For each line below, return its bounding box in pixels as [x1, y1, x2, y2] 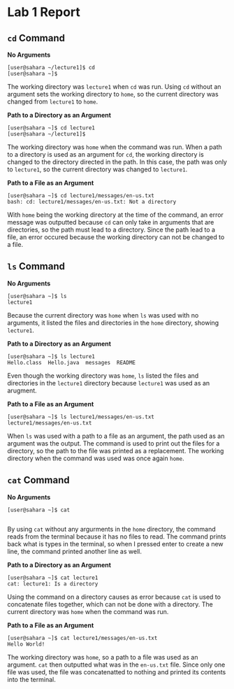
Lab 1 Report [7, 4, 80, 20]
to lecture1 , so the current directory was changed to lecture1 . [7, 165, 188, 173]
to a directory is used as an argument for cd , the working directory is [7, 150, 204, 158]
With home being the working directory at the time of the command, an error [7, 211, 224, 219]
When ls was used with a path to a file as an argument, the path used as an [7, 432, 225, 440]
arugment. [7, 386, 37, 395]
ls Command [7, 260, 65, 273]
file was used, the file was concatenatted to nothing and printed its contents [7, 667, 226, 676]
